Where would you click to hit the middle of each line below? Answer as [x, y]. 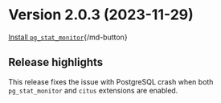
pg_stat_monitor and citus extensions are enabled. [93, 90]
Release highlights [56, 62]
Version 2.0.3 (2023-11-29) [101, 15]
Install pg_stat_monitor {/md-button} [68, 37]
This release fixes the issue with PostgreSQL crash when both [111, 81]
